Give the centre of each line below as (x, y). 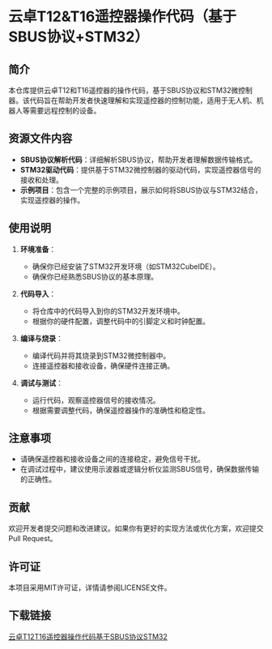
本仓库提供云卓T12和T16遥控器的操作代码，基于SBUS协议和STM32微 (123, 90)
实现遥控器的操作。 (52, 200)
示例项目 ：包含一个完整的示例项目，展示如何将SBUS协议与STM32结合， (141, 190)
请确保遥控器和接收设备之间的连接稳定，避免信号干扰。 (112, 459)
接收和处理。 (41, 180)
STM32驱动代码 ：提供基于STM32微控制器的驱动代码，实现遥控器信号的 (140, 169)
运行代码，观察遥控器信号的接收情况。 (96, 400)
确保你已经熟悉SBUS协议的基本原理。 (95, 276)
